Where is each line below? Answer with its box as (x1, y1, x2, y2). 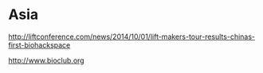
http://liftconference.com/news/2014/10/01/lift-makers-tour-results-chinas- (8, 32, 256, 41)
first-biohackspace (8, 40, 71, 49)
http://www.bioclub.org (8, 56, 85, 65)
